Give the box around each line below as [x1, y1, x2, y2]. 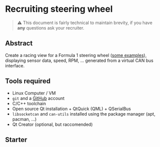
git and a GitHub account [12, 95, 65, 101]
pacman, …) [12, 116, 37, 122]
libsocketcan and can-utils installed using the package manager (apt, [12, 111, 156, 117]
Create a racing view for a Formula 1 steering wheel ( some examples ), [5, 52, 147, 58]
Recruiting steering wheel [5, 3, 113, 15]
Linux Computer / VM [12, 90, 56, 96]
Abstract [5, 39, 33, 48]
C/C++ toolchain [12, 100, 46, 106]
